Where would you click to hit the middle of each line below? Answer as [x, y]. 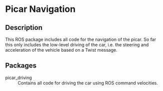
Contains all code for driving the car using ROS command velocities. [88, 83]
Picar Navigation [40, 9]
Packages [21, 66]
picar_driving [19, 78]
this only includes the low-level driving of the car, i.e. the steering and [77, 45]
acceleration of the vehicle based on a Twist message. [61, 50]
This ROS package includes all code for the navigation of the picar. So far [81, 39]
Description [24, 28]
